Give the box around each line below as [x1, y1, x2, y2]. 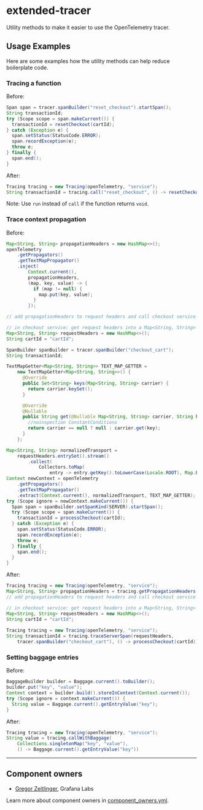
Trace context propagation [6, 215, 86, 224]
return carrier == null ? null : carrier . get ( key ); [28, 425, 161, 431]
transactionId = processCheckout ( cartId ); [17, 515, 126, 521]
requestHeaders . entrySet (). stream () [17, 453, 110, 459]
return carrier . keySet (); [28, 386, 94, 392]
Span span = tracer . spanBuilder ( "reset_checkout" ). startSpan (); [6, 104, 172, 111]
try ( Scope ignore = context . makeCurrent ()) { [6, 695, 126, 701]
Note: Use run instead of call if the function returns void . [6, 200, 149, 207]
